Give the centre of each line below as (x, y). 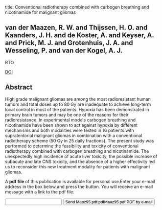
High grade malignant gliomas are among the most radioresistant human (78, 99)
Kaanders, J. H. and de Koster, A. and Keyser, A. (80, 35)
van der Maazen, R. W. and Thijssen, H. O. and (76, 28)
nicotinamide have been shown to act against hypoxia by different (71, 125)
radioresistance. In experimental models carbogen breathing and (70, 120)
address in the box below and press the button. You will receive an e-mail (79, 187)
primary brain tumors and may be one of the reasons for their (67, 115)
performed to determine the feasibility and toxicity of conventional (72, 146)
